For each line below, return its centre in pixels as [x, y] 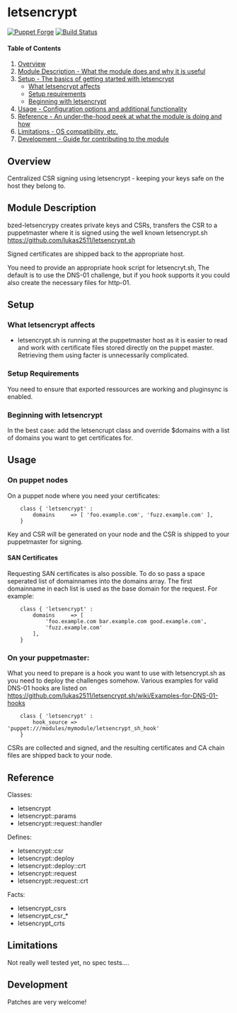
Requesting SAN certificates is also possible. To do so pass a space [106, 573]
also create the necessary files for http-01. [69, 282]
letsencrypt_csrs [42, 908]
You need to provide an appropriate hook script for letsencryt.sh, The [109, 267]
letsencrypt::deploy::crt [52, 866]
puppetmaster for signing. [45, 541]
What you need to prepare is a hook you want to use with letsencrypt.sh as [116, 673]
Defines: [19, 837]
